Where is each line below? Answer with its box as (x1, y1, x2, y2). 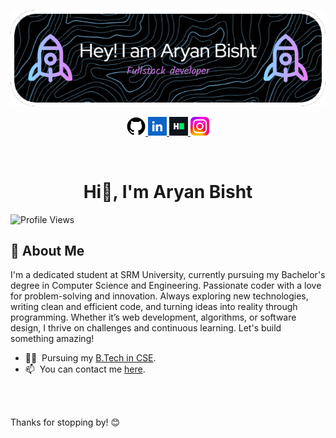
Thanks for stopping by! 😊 (10, 416, 121, 429)
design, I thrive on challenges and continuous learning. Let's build (10, 322, 282, 334)
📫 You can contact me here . (24, 363, 146, 375)
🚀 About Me (10, 242, 85, 259)
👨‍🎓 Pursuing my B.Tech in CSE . (24, 352, 157, 364)
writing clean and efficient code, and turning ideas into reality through (10, 301, 298, 313)
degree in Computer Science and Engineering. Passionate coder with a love (10, 280, 322, 292)
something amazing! (10, 333, 95, 345)
